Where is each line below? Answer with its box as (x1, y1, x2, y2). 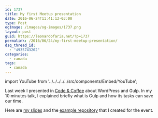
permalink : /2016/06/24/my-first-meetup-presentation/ (5, 39, 118, 43)
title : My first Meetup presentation (5, 12, 81, 16)
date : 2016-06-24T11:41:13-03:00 (5, 16, 72, 21)
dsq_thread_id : (5, 43, 36, 48)
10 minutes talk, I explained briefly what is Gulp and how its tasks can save (5, 93, 154, 99)
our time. (5, 98, 23, 104)
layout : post (5, 29, 31, 34)
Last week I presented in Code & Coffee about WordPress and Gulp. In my (5, 88, 152, 93)
